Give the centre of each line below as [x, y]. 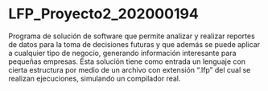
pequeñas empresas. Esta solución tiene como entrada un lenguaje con [127, 61]
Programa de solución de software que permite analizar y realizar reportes [132, 36]
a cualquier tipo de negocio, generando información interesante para [122, 53]
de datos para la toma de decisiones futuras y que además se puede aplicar [134, 44]
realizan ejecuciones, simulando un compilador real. [95, 78]
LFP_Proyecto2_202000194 [103, 14]
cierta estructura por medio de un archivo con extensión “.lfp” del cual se [130, 69]
